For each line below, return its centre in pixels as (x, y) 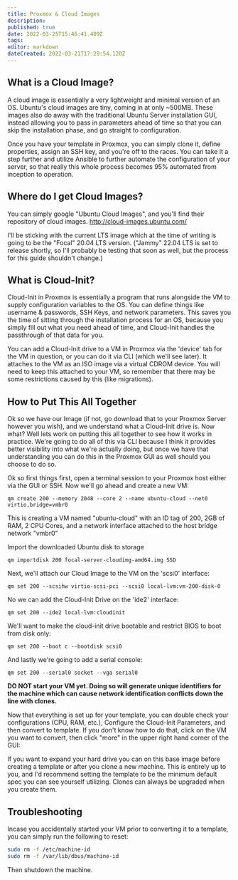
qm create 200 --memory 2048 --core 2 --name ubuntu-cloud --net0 (108, 499)
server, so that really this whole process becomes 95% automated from (112, 166)
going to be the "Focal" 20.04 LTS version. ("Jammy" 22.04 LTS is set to (113, 242)
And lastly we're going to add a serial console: (75, 660)
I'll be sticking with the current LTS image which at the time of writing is (112, 235)
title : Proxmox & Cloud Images (54, 14)
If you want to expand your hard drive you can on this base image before (114, 759)
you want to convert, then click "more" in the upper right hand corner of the (118, 737)
